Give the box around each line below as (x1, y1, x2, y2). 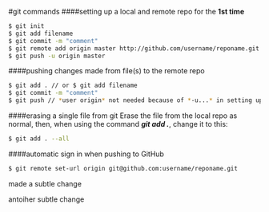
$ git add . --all (8, 135, 70, 143)
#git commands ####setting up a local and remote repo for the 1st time (8, 7, 245, 16)
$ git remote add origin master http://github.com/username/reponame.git (8, 44, 260, 53)
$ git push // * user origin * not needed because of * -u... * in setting (8, 96, 252, 104)
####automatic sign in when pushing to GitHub (8, 149, 164, 159)
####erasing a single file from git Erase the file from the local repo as (8, 111, 238, 120)
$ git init (8, 22, 45, 30)
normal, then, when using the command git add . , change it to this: (8, 120, 228, 128)
